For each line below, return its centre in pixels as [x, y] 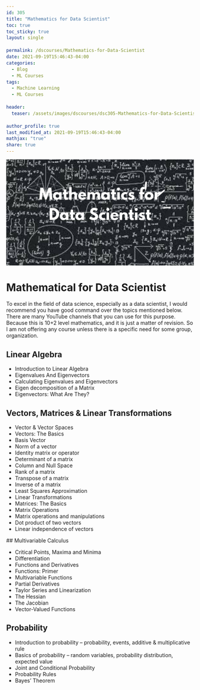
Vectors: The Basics [39, 434]
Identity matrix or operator [47, 453]
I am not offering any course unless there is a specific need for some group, [99, 329]
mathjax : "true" [26, 139]
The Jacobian [32, 603]
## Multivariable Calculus [37, 541]
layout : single [25, 38]
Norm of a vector [36, 447]
